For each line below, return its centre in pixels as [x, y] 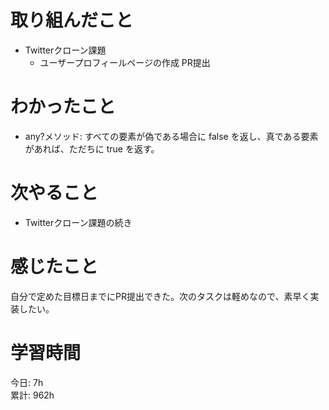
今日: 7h [27, 382]
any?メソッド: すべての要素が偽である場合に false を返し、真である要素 [171, 136]
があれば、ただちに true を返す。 [92, 148]
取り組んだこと [72, 20]
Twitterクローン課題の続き [78, 222]
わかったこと [63, 107]
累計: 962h [32, 395]
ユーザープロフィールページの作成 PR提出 [125, 62]
